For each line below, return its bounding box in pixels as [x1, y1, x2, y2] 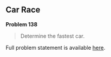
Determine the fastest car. [20, 32, 85, 40]
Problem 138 [5, 20, 38, 28]
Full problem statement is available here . [5, 44, 106, 51]
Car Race [5, 5, 40, 15]
